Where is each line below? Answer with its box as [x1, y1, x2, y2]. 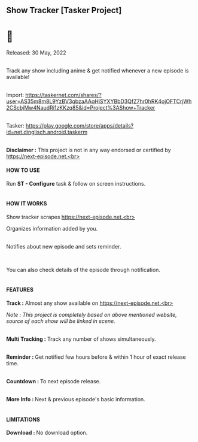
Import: [6, 92, 25, 99]
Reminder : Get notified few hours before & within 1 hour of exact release [6, 353, 187, 361]
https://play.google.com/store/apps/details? [26, 122, 134, 129]
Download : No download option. [6, 429, 88, 437]
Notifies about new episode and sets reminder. [6, 243, 121, 250]
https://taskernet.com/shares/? [25, 92, 102, 99]
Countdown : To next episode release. [6, 377, 101, 385]
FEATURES [6, 286, 34, 293]
